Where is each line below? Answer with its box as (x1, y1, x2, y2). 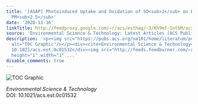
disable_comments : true (6, 58, 65, 63)
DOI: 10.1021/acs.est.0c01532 (6, 92, 77, 99)
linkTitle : (6, 25, 33, 31)
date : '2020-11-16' (6, 19, 54, 25)
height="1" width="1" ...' (11, 52, 78, 58)
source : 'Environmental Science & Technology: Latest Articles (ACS (6, 31, 178, 36)
